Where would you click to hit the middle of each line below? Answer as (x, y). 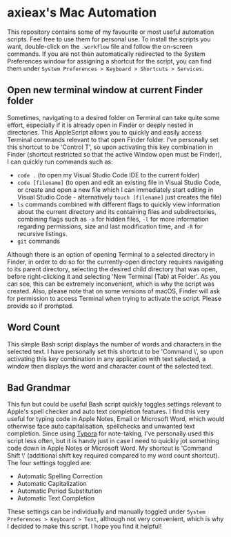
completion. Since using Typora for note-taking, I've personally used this (110, 433)
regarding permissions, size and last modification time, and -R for (110, 226)
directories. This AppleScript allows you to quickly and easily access (104, 132)
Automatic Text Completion (56, 498)
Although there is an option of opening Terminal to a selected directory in (111, 254)
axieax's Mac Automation (82, 13)
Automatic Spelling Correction (60, 476)
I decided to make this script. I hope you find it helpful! (84, 527)
